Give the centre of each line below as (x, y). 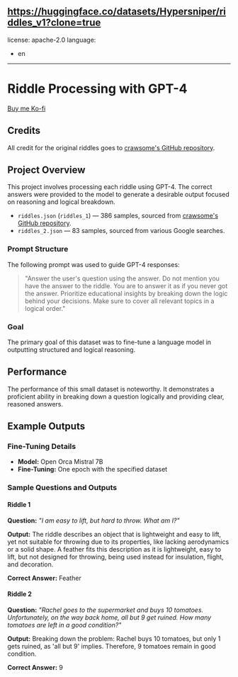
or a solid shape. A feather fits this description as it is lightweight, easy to (114, 549)
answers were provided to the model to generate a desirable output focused (119, 195)
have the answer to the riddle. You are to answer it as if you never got (126, 285)
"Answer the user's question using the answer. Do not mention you (122, 278)
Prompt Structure (38, 249)
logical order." (45, 308)
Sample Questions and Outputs (62, 488)
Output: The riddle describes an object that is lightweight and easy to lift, (114, 534)
